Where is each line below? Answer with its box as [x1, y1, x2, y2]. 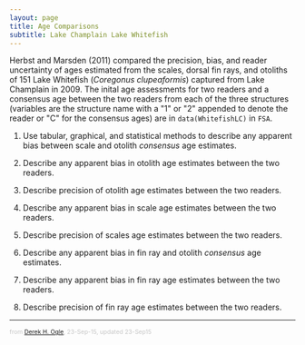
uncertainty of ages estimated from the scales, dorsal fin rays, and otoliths [9, 64, 288, 75]
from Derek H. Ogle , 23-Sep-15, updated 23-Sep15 [9, 328, 152, 337]
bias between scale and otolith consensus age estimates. [22, 140, 238, 151]
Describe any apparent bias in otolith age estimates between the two [22, 158, 280, 169]
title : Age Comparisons [9, 22, 100, 31]
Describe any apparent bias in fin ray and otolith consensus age [22, 247, 261, 259]
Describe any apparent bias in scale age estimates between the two [22, 202, 277, 213]
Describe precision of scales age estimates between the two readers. [22, 230, 283, 241]
